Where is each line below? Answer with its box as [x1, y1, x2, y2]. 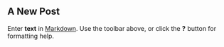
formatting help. [7, 32, 55, 40]
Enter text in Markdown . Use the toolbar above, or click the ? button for [7, 24, 217, 32]
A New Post [7, 6, 60, 18]
